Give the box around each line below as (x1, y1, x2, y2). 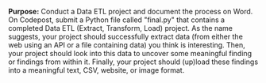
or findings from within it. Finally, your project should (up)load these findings (8, 57, 259, 66)
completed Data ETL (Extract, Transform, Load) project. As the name (8, 24, 233, 32)
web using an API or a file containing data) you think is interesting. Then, (8, 40, 246, 50)
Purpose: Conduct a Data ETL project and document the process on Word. (8, 7, 253, 16)
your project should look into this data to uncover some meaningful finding (8, 49, 253, 58)
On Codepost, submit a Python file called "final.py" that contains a (8, 15, 225, 25)
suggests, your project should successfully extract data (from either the (8, 32, 244, 41)
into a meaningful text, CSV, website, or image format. (8, 66, 185, 74)
